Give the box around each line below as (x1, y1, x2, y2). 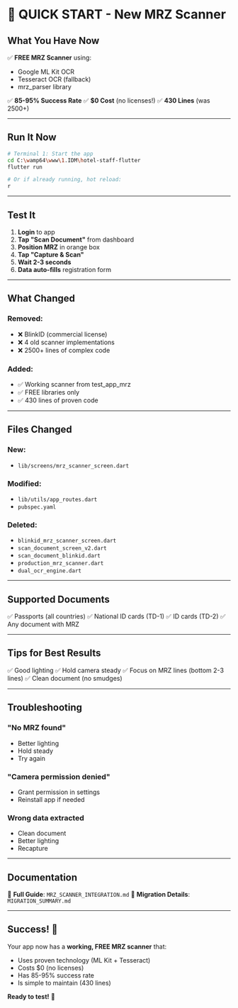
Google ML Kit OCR (17, 67, 75, 76)
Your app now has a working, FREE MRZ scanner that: (7, 942, 167, 951)
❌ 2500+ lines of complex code (17, 346, 110, 354)
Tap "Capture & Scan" (17, 251, 84, 259)
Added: (7, 364, 33, 374)
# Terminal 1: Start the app (7, 150, 93, 157)
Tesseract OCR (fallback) (17, 75, 91, 84)
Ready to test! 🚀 (7, 992, 55, 1001)
